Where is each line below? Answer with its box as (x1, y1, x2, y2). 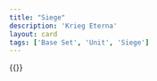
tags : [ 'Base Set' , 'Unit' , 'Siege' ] (9, 37, 150, 47)
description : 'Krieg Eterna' (9, 21, 118, 30)
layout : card (9, 29, 58, 38)
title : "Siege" (9, 12, 66, 22)
